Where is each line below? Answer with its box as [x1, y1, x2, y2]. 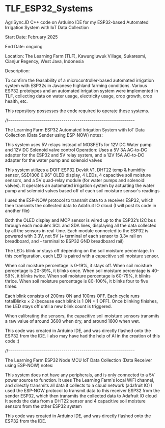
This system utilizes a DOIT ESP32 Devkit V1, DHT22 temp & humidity [5, 167, 146, 173]
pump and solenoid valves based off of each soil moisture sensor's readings [5, 187, 160, 193]
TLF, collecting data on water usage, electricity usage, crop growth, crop [5, 93, 152, 99]
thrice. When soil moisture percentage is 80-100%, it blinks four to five [5, 278, 148, 284]
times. [5, 283, 18, 289]
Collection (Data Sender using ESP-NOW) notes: [5, 132, 103, 138]
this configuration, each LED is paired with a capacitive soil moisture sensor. [5, 253, 160, 259]
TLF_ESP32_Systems [5, 3, 93, 14]
